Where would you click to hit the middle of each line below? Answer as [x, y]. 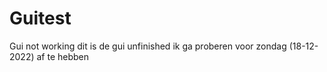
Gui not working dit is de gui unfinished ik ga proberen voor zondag [148, 46]
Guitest [40, 18]
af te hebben [63, 56]
